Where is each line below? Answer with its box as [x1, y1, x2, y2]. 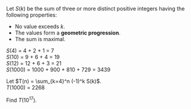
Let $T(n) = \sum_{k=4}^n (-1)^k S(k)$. [6, 77, 101, 85]
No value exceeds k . [14, 23, 66, 30]
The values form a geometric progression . [14, 29, 121, 36]
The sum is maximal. [14, 36, 66, 42]
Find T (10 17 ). [6, 95, 37, 104]
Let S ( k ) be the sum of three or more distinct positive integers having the [6, 5, 185, 12]
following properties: [6, 11, 57, 18]
